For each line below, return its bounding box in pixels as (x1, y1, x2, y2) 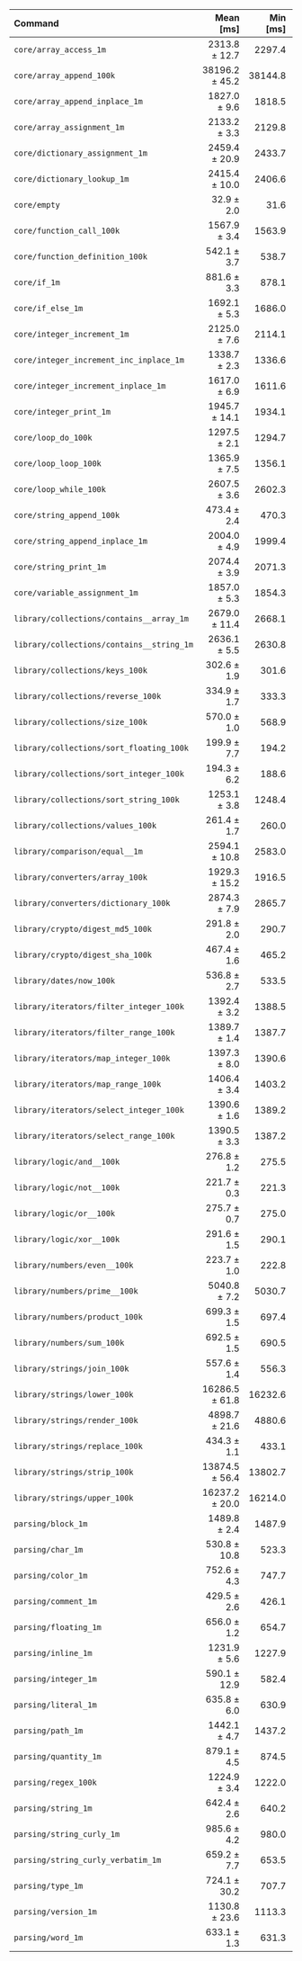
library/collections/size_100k (13, 717, 148, 727)
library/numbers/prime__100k (13, 1286, 138, 1296)
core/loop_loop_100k (13, 459, 102, 469)
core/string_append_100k (13, 510, 120, 520)
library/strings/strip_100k (13, 1467, 134, 1477)
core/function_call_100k (13, 226, 120, 236)
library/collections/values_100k (13, 820, 157, 830)
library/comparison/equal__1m (13, 846, 144, 856)
